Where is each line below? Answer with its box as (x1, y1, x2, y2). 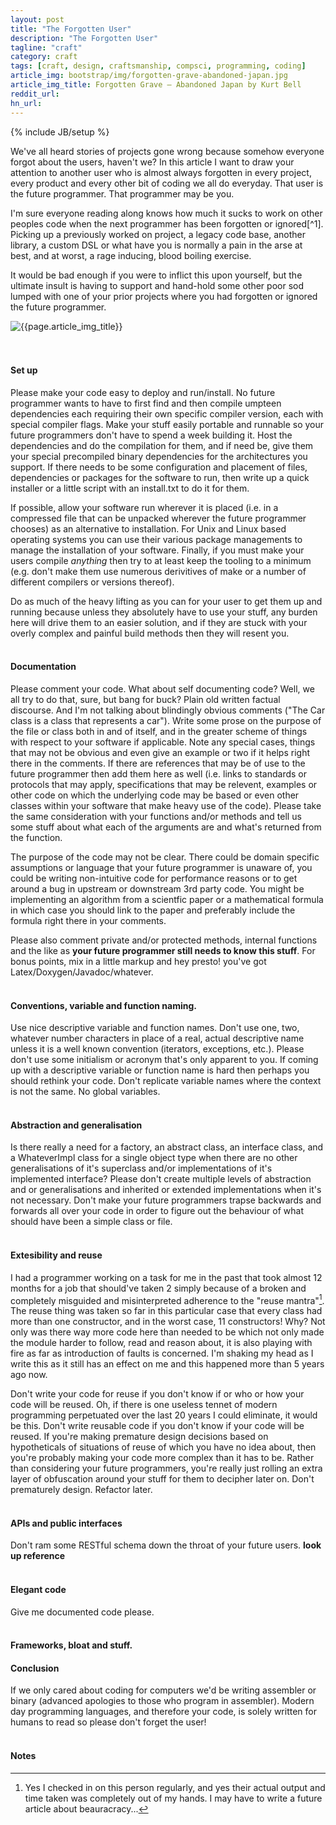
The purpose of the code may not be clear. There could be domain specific (10, 851, 320, 863)
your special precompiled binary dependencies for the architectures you (10, 450, 308, 462)
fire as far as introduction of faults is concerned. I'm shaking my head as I (10, 1347, 314, 1360)
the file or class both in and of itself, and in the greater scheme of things (10, 725, 308, 737)
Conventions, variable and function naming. (10, 999, 197, 1011)
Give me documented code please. (10, 1606, 155, 1618)
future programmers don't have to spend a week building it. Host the (10, 429, 293, 441)
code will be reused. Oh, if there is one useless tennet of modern (10, 1399, 278, 1411)
